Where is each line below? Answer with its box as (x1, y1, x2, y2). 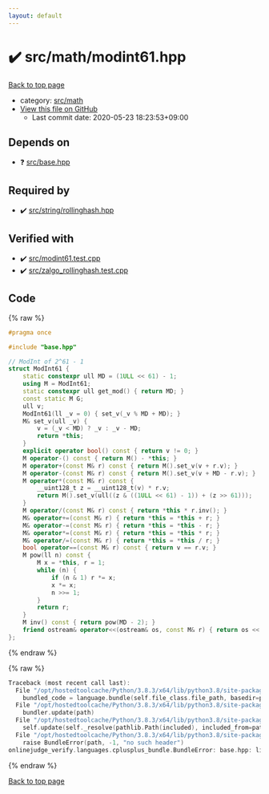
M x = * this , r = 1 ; (37, 559, 106, 567)
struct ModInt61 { (8, 365, 70, 373)
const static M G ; (22, 395, 84, 403)
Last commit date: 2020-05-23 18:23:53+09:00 (31, 112, 189, 122)
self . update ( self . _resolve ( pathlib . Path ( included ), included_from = (22, 723, 252, 732)
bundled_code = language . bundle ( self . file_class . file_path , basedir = (22, 694, 260, 702)
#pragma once (8, 328, 52, 337)
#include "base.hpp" (8, 342, 78, 351)
